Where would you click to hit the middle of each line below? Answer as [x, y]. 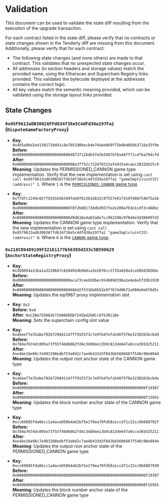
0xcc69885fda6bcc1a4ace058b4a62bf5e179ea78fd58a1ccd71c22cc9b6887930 [86, 466]
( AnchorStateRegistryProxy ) [38, 255]
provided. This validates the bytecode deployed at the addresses [79, 79]
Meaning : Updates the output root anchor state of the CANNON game [84, 359]
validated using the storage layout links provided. [62, 95]
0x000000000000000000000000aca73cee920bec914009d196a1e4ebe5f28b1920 [86, 280]
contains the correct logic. [39, 84]
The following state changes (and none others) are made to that [77, 58]
